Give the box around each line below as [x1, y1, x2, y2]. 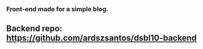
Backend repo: [6, 24, 62, 34]
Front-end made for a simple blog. [6, 5, 109, 13]
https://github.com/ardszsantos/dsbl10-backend [6, 33, 197, 44]
